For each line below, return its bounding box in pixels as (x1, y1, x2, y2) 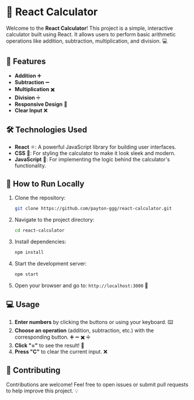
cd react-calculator (14, 227, 65, 233)
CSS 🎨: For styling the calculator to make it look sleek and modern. (14, 149, 176, 157)
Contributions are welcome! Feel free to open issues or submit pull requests (6, 381, 189, 388)
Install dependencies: (14, 238, 67, 245)
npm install (14, 250, 44, 256)
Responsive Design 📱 (14, 101, 68, 108)
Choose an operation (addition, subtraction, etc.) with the (14, 327, 154, 334)
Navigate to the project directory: (14, 216, 95, 223)
